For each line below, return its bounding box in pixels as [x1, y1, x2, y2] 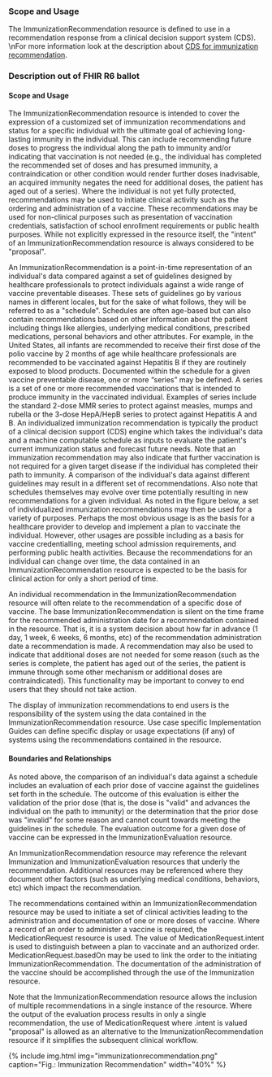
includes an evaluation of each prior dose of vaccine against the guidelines [8, 780, 260, 790]
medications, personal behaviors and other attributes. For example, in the [8, 332, 254, 342]
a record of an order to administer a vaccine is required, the [8, 924, 208, 934]
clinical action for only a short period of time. [8, 573, 158, 583]
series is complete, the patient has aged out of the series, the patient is [8, 659, 246, 669]
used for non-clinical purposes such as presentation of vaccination [8, 212, 233, 222]
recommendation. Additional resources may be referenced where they [8, 865, 244, 875]
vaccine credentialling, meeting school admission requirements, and [8, 539, 237, 549]
